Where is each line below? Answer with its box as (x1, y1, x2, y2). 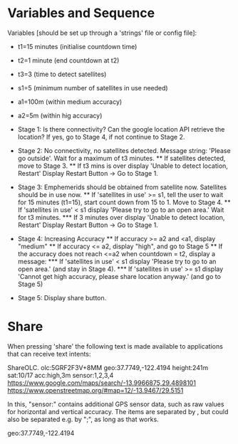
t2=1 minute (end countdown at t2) (17, 55, 120, 65)
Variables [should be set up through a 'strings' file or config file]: (7, 28, 197, 37)
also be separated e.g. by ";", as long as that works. (7, 415, 159, 423)
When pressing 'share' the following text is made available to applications (7, 342, 223, 350)
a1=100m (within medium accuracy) (17, 97, 123, 106)
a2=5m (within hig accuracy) (17, 111, 103, 120)
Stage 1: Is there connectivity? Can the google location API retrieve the (17, 125, 225, 133)
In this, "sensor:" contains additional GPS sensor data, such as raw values (7, 400, 224, 408)
